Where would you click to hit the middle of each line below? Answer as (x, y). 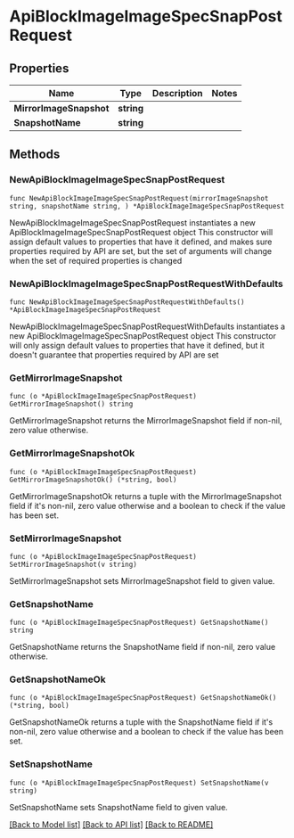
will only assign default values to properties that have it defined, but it (137, 345)
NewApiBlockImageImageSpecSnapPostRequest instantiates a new (133, 222)
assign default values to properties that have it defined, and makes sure (141, 242)
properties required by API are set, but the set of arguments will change (141, 251)
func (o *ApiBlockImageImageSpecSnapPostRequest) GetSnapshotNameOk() (143, 698)
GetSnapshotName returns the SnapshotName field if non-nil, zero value (143, 647)
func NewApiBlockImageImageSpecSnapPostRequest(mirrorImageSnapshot (139, 198)
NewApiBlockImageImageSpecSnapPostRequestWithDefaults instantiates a (147, 326)
